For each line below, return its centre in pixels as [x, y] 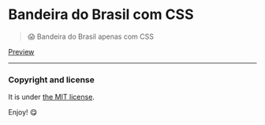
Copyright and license [51, 79]
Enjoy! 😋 [23, 112]
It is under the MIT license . [51, 97]
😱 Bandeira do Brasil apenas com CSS [90, 36]
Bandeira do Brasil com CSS [101, 15]
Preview [21, 51]
